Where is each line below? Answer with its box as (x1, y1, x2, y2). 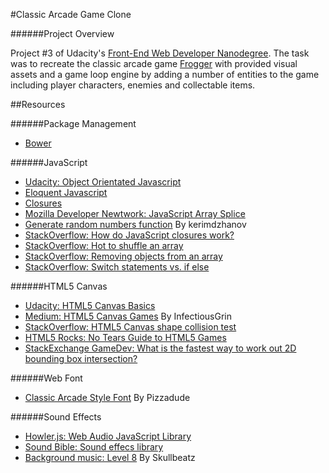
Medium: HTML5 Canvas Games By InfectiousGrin (24, 310, 233, 322)
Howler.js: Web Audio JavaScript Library (24, 430, 192, 442)
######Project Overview (10, 28, 115, 39)
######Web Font (10, 372, 83, 384)
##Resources (10, 99, 66, 110)
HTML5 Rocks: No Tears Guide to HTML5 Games (24, 332, 227, 343)
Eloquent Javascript (24, 187, 108, 198)
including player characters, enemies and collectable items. (10, 79, 256, 91)
